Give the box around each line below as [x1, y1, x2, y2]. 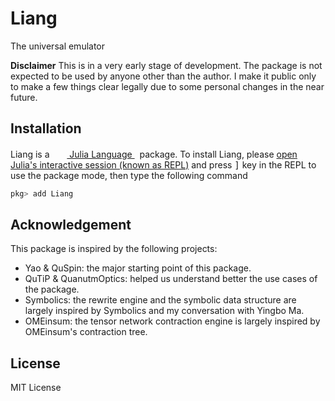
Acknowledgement [10, 217, 132, 234]
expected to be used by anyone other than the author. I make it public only [10, 70, 317, 82]
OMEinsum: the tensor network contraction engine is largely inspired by [24, 315, 321, 327]
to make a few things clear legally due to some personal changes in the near [10, 80, 325, 92]
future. [10, 91, 38, 103]
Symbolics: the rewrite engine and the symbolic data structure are [24, 294, 297, 306]
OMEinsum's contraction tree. [24, 326, 148, 338]
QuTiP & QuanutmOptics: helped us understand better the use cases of [24, 273, 318, 285]
